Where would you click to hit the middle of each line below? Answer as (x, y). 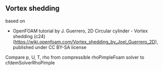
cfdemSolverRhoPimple (30, 63)
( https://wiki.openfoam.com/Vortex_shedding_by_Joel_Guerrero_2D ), (85, 42)
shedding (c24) (29, 36)
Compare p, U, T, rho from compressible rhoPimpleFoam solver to (75, 57)
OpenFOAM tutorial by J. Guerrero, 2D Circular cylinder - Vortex (80, 31)
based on (15, 21)
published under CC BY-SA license (49, 47)
